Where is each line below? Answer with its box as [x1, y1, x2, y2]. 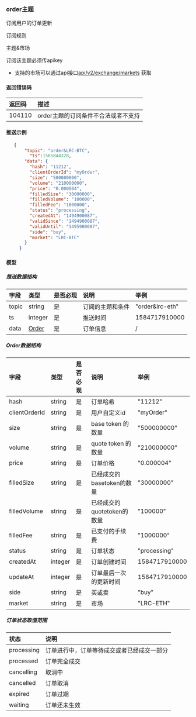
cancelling [9, 668, 38, 676]
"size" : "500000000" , [29, 174, 82, 181]
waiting [9, 701, 29, 709]
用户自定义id [91, 408, 125, 416]
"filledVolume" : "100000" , [29, 197, 95, 202]
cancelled [9, 678, 36, 687]
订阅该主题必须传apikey [6, 57, 63, 64]
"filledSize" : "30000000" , [29, 191, 95, 197]
